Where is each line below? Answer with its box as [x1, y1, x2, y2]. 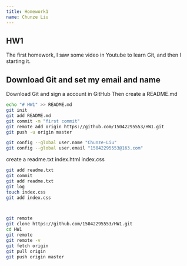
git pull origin [6, 248, 46, 254]
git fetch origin [6, 242, 49, 249]
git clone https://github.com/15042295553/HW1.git [6, 221, 133, 227]
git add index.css [6, 195, 51, 201]
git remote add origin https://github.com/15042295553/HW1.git [6, 124, 165, 129]
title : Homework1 [6, 8, 49, 15]
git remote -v [6, 237, 41, 243]
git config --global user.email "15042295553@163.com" [6, 145, 143, 151]
